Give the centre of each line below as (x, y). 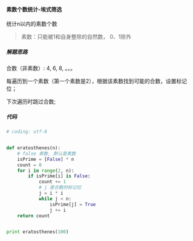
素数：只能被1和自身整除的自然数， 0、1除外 (76, 37)
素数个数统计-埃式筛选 (34, 9)
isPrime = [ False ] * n (46, 159)
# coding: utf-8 (27, 132)
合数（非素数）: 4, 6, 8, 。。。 (41, 68)
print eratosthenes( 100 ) (38, 232)
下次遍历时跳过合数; (31, 102)
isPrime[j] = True (73, 204)
